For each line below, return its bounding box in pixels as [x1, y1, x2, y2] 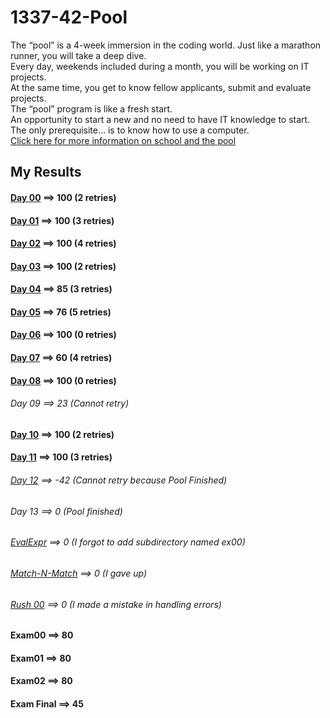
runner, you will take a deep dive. [10, 49, 147, 61]
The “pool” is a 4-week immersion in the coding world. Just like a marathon [10, 39, 322, 51]
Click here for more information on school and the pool [10, 134, 237, 146]
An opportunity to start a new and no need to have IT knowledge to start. [10, 113, 311, 125]
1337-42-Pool [10, 6, 128, 29]
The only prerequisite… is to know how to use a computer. [10, 124, 250, 136]
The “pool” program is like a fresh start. [10, 102, 173, 115]
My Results [10, 164, 82, 181]
